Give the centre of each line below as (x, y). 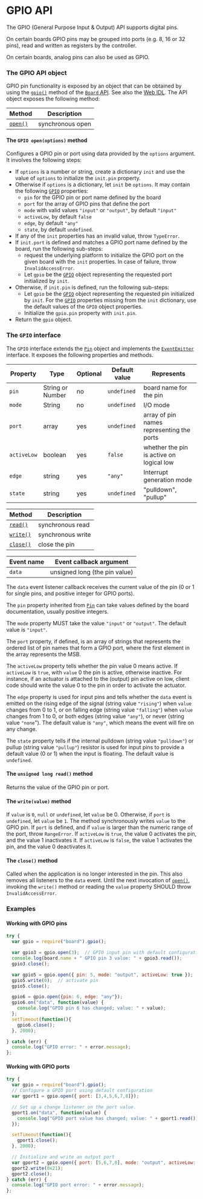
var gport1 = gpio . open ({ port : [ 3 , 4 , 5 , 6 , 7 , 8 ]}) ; (76, 1096)
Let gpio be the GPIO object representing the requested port (98, 275)
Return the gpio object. (43, 320)
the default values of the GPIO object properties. (83, 307)
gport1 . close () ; (38, 1140)
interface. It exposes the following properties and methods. (80, 355)
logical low (159, 462)
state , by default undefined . (59, 230)
